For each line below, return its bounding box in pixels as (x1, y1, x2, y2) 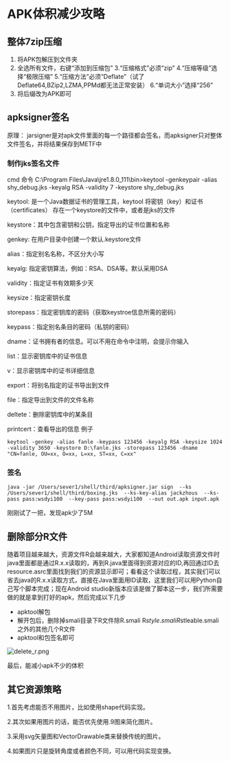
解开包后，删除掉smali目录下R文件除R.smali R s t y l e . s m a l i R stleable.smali (16, 616, 220, 625)
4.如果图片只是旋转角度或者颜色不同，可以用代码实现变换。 (7, 747, 175, 756)
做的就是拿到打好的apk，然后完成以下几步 (7, 593, 126, 602)
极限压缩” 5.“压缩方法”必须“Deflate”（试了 (25, 73, 145, 80)
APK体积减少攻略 (7, 6, 105, 22)
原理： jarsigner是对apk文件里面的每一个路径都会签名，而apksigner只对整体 (7, 131, 222, 139)
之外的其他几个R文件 (16, 625, 76, 633)
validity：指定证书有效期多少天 (7, 279, 94, 287)
